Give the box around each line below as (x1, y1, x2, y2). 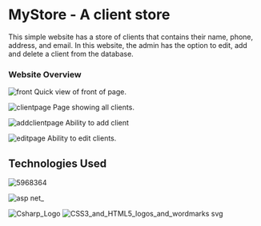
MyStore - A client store (8, 6, 171, 24)
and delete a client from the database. (8, 49, 134, 58)
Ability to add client (65, 118, 130, 128)
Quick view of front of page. (34, 87, 126, 97)
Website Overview (8, 69, 82, 80)
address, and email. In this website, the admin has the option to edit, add (8, 40, 248, 50)
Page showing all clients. (53, 102, 135, 113)
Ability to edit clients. (46, 133, 117, 143)
